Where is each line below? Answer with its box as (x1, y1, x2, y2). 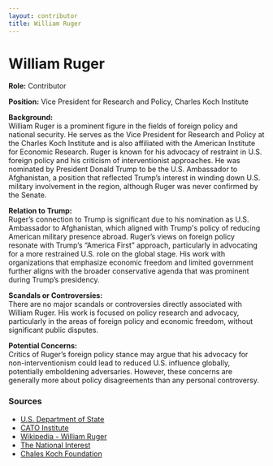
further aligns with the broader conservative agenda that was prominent (8, 266, 249, 276)
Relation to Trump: (8, 206, 72, 216)
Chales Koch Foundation (19, 448, 103, 459)
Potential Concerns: (8, 341, 78, 351)
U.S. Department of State (19, 414, 105, 424)
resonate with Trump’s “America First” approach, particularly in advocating (8, 240, 258, 250)
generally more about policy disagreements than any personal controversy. (8, 375, 260, 386)
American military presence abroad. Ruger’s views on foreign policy (8, 232, 236, 242)
